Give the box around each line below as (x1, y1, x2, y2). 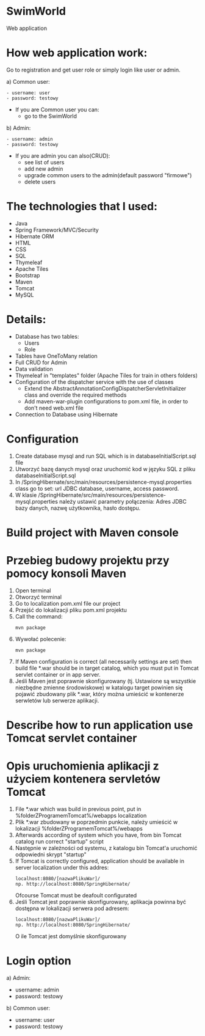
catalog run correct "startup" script (15, 837, 104, 845)
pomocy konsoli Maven (6, 567, 127, 581)
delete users (24, 178, 56, 185)
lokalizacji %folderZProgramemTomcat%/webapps (15, 825, 143, 832)
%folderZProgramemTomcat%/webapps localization (15, 812, 147, 819)
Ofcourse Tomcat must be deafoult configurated (15, 891, 137, 899)
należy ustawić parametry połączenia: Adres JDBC (59, 498, 187, 505)
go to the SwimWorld (24, 112, 77, 120)
